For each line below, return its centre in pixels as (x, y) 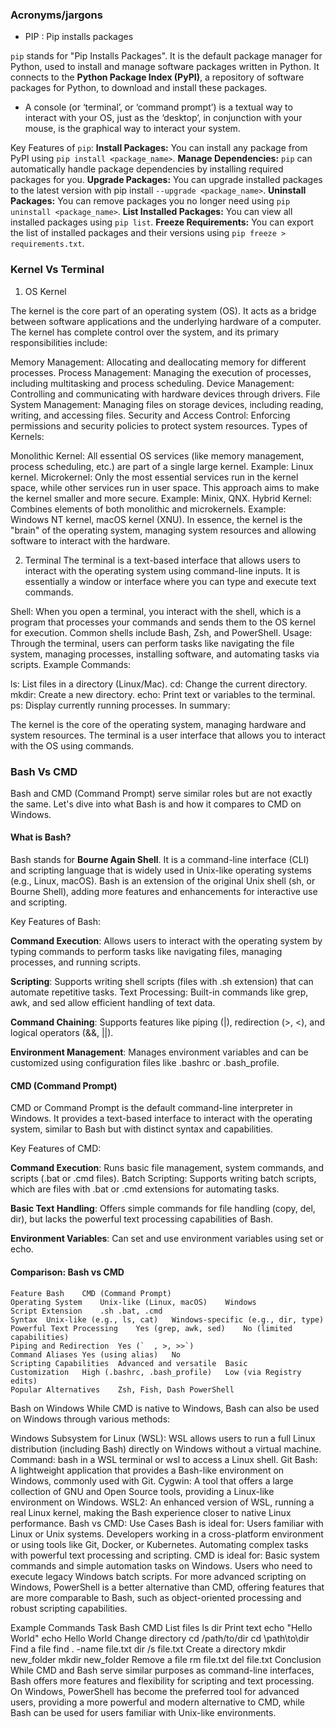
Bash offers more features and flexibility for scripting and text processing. (162, 1680)
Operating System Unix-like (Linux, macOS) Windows (133, 1302)
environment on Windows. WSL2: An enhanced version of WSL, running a (162, 1502)
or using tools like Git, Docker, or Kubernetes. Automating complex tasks (159, 1544)
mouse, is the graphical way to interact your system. (132, 129)
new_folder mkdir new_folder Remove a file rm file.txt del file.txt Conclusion (166, 1659)
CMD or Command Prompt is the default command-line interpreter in (151, 1108)
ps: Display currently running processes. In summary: (120, 705)
